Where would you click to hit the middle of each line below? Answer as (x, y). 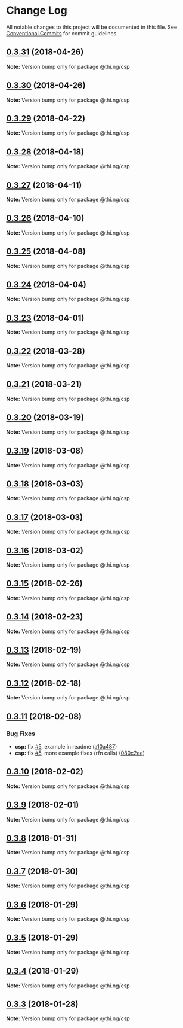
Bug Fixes (21, 734)
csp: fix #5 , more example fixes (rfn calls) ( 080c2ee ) (80, 753)
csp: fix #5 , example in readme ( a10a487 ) (66, 746)
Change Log (37, 10)
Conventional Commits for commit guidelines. (62, 33)
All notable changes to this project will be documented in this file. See (92, 27)
